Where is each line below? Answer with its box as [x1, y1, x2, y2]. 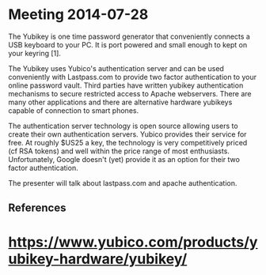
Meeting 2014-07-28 [8, 6, 149, 24]
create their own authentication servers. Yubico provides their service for [8, 129, 247, 139]
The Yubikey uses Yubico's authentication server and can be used [8, 63, 224, 73]
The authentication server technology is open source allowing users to [8, 121, 239, 130]
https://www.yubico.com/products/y [8, 233, 258, 251]
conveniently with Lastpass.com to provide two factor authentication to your [8, 72, 257, 81]
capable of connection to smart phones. [8, 105, 139, 115]
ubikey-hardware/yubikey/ [8, 250, 188, 268]
